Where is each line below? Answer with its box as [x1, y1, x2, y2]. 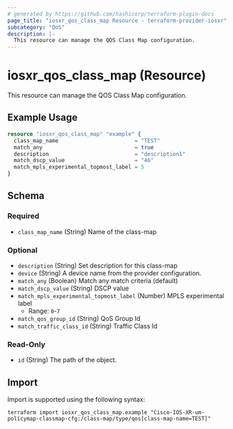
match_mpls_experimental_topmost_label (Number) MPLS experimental [17, 291, 224, 300]
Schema [7, 190, 45, 202]
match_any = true [13, 144, 154, 151]
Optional [7, 245, 38, 255]
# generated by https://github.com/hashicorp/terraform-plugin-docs [7, 10, 215, 18]
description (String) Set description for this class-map [17, 261, 178, 270]
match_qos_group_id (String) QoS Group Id [17, 314, 141, 322]
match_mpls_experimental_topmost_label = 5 [13, 164, 144, 171]
